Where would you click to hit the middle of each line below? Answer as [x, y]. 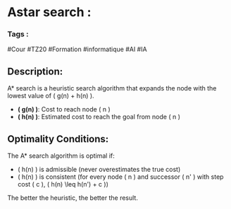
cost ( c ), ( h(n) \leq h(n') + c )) [63, 184]
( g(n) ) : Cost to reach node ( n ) [64, 109]
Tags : [18, 34]
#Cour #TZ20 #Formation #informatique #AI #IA [77, 49]
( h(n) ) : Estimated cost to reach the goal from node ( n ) [99, 117]
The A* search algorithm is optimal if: [61, 156]
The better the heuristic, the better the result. [73, 198]
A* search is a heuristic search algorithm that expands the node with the [112, 88]
